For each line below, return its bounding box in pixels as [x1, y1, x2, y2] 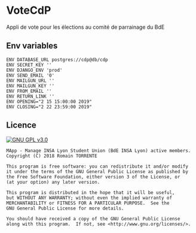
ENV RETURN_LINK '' [6, 93, 55, 99]
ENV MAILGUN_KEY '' [6, 83, 55, 89]
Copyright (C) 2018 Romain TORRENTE [6, 153, 97, 159]
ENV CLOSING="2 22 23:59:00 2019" [6, 104, 93, 110]
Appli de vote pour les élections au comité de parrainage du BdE [6, 23, 165, 31]
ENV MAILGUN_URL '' [6, 77, 55, 84]
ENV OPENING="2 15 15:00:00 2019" [6, 98, 93, 105]
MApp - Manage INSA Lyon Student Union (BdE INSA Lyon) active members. [6, 147, 191, 153]
